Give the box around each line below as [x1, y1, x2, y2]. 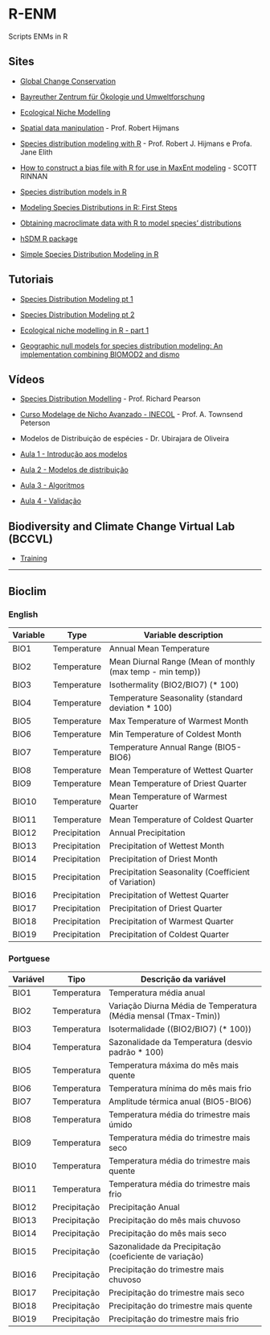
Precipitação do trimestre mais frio [108, 1313, 239, 1325]
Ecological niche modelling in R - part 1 [19, 325, 149, 335]
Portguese [8, 953, 51, 964]
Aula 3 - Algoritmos [19, 481, 85, 490]
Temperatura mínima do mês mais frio [108, 1083, 252, 1094]
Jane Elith [19, 147, 54, 157]
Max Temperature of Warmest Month [108, 715, 249, 726]
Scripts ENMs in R [8, 31, 68, 41]
